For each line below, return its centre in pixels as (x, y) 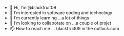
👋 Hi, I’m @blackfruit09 (33, 8)
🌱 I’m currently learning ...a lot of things (49, 18)
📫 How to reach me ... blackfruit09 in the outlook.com (64, 28)
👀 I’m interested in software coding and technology (61, 13)
